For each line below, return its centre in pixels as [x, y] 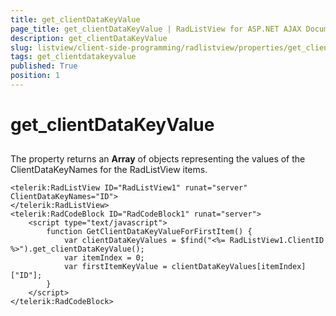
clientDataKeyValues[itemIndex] [239, 267]
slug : [21, 47]
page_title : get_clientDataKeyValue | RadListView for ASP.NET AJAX [156, 29]
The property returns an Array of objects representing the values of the [158, 159]
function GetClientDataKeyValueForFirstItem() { [149, 232]
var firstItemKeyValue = [115, 267]
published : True [44, 66]
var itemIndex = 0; [104, 258]
